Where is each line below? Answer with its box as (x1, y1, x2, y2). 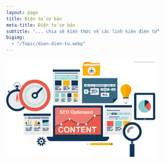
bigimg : (6, 34, 25, 41)
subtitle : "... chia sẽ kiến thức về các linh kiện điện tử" (6, 28, 160, 34)
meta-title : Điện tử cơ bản (6, 22, 76, 28)
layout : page (6, 9, 38, 15)
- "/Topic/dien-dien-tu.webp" (11, 41, 86, 47)
